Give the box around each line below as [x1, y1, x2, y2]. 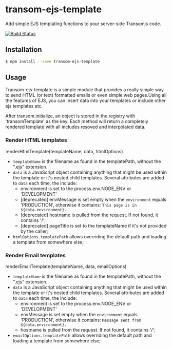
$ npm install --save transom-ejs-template [5, 59, 100, 64]
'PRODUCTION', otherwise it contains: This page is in [20, 201, 137, 208]
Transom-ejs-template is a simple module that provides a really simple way [5, 87, 164, 93]
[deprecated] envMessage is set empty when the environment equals [20, 196, 167, 202]
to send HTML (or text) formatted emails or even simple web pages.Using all [5, 92, 167, 98]
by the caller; [20, 228, 49, 234]
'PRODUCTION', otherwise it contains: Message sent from [20, 317, 142, 323]
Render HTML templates [5, 137, 68, 144]
